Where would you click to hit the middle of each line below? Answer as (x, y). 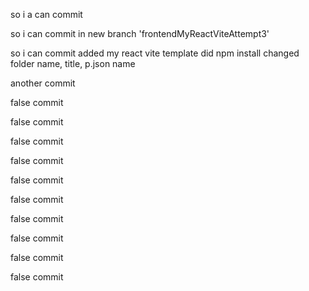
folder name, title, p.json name (73, 63)
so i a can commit (46, 14)
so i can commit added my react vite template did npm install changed (155, 53)
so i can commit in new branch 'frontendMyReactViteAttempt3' (140, 33)
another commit (43, 83)
